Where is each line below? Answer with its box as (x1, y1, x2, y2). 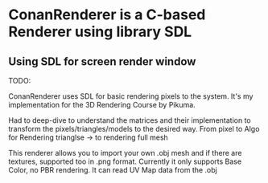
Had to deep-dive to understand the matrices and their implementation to (8, 116, 251, 125)
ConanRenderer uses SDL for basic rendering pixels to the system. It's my (8, 91, 254, 101)
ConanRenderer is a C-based (8, 6, 206, 24)
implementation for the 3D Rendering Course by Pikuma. (8, 100, 196, 109)
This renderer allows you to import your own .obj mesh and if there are (8, 148, 242, 157)
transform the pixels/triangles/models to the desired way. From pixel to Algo (8, 124, 260, 133)
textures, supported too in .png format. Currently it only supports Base (8, 157, 242, 166)
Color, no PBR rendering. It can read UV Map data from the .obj (8, 165, 217, 174)
